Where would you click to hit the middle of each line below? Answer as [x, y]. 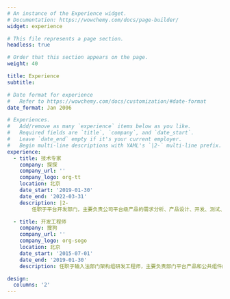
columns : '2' [32, 285]
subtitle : [21, 82]
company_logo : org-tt [50, 178]
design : [18, 278]
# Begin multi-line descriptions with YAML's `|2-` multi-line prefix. [115, 145]
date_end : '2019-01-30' [53, 260]
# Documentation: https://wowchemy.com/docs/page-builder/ [93, 20]
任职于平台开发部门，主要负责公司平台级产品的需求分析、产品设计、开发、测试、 [129, 209]
